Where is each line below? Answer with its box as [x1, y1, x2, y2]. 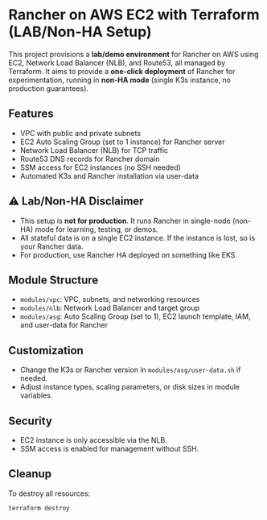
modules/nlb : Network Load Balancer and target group [19, 303, 199, 313]
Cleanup [8, 467, 52, 481]
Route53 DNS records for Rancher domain [19, 154, 160, 163]
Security [8, 414, 52, 427]
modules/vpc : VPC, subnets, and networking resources [19, 295, 200, 304]
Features [8, 107, 54, 121]
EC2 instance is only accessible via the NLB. [19, 435, 167, 444]
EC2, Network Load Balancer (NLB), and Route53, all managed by [8, 58, 226, 68]
